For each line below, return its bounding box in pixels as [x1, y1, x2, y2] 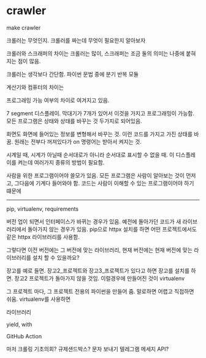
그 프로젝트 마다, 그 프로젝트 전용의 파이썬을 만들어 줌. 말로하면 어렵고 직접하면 [6, 287, 194, 295]
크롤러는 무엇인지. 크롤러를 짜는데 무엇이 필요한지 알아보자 [6, 36, 146, 44]
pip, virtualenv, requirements [6, 205, 78, 212]
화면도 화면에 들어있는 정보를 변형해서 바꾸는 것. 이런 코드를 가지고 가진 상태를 [6, 130, 193, 138]
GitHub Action [6, 332, 42, 340]
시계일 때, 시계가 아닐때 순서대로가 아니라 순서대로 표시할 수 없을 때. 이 [6, 151, 175, 158]
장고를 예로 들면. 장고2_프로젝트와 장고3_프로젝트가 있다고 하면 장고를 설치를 [6, 267, 190, 274]
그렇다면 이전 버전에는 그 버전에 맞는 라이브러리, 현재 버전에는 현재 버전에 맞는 [6, 246, 193, 254]
